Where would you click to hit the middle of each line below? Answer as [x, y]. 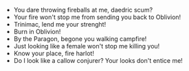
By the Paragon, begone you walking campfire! [80, 39]
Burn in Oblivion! [37, 31]
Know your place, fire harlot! [54, 53]
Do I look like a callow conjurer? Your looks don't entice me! [98, 60]
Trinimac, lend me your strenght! [60, 24]
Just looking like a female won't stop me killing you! [87, 46]
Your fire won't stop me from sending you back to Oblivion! [97, 17]
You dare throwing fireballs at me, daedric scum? [83, 10]
